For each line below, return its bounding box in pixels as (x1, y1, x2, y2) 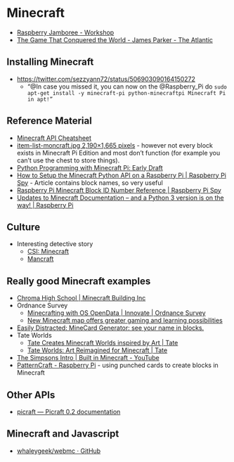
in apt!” (27, 96, 53, 103)
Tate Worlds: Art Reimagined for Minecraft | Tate (27, 346, 168, 354)
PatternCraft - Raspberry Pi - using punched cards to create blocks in (16, 361, 219, 370)
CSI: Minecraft (27, 248, 70, 256)
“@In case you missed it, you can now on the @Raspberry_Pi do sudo (27, 82, 228, 91)
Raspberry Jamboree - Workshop (16, 28, 115, 37)
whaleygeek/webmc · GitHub (16, 447, 101, 455)
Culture (6, 221, 40, 233)
